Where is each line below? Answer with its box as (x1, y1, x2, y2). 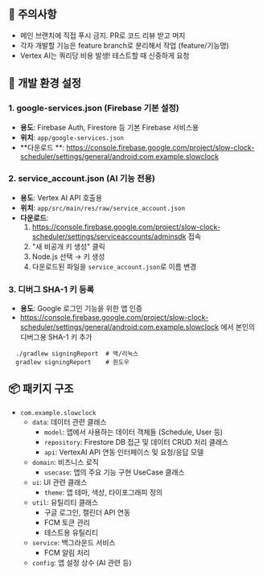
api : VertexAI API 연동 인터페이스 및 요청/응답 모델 (43, 447, 204, 457)
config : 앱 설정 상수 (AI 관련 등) (31, 557, 132, 567)
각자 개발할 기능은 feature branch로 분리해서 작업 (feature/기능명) (19, 40, 229, 50)
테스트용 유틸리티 (43, 528, 99, 537)
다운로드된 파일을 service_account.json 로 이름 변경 (31, 261, 197, 271)
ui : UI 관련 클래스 (31, 477, 88, 487)
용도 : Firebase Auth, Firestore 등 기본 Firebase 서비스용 (19, 122, 199, 132)
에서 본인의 (220, 322, 256, 332)
